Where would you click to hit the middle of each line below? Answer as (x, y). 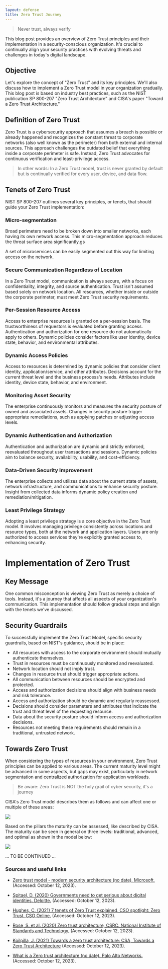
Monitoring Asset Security (38, 396)
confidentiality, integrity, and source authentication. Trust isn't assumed (79, 286)
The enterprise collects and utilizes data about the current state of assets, (81, 481)
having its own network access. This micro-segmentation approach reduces (84, 237)
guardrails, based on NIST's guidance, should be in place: (65, 643)
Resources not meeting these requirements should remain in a (77, 727)
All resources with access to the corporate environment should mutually (87, 653)
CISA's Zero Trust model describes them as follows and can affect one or (81, 801)
